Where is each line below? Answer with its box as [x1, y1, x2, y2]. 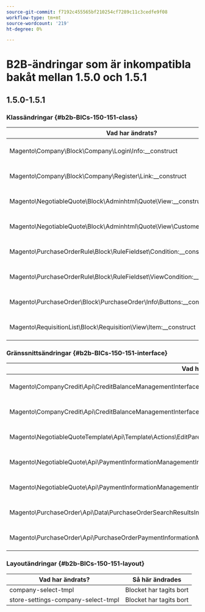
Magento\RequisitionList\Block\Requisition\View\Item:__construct [9, 323, 196, 331]
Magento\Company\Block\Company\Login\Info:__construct [9, 147, 178, 156]
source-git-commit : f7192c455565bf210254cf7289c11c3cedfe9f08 [6, 9, 168, 15]
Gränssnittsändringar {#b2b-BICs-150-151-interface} [6, 349, 168, 358]
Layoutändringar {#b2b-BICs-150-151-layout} [6, 560, 145, 568]
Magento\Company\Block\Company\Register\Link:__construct [9, 172, 187, 181]
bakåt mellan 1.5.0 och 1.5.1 [6, 71, 147, 84]
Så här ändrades [132, 575, 182, 583]
